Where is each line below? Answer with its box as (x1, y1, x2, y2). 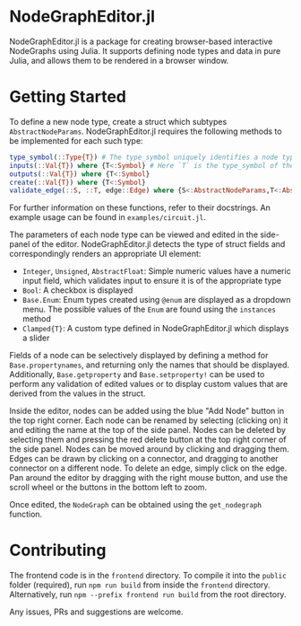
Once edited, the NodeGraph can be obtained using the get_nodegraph (9, 499, 262, 510)
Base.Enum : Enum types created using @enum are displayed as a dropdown (21, 295, 291, 305)
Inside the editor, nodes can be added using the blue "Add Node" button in (9, 406, 285, 417)
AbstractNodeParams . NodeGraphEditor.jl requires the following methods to (9, 126, 282, 137)
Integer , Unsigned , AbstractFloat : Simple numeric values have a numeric (21, 266, 291, 277)
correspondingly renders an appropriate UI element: (9, 249, 202, 260)
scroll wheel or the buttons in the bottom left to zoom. (9, 482, 208, 493)
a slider (21, 332, 50, 343)
